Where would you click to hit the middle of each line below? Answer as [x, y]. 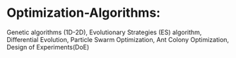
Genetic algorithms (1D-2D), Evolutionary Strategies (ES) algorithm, [104, 32]
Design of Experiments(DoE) [48, 47]
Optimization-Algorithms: [83, 13]
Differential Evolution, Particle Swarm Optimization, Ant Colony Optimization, [118, 39]
